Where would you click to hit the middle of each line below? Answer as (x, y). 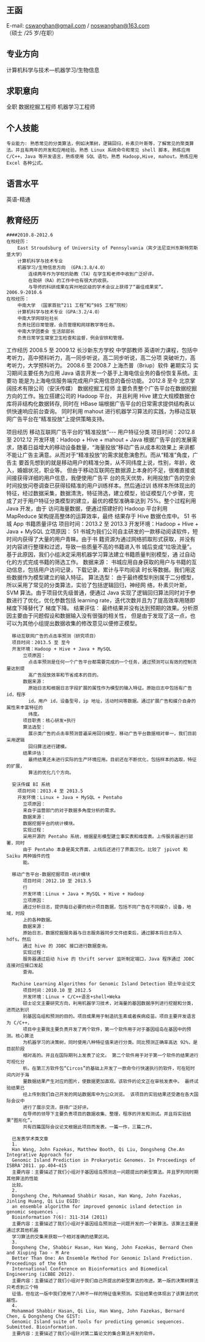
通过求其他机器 (22, 1230)
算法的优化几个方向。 (51, 773)
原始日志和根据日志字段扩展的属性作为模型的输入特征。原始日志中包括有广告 (110, 688)
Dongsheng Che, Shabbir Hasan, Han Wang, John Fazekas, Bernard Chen (102, 1247)
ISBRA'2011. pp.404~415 (37, 1165)
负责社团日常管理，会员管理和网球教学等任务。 (68, 325)
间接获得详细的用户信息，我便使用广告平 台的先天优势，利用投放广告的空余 (101, 478)
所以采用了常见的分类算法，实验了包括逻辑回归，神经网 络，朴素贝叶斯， (98, 585)
